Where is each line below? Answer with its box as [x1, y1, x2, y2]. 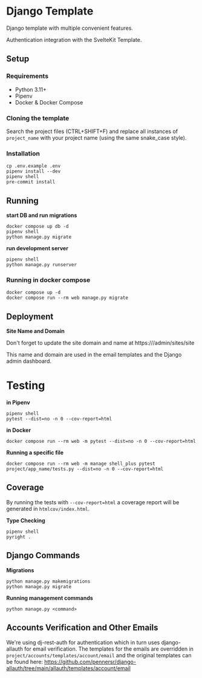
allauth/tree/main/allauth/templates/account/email [6, 664, 131, 672]
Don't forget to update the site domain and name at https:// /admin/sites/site [6, 339, 195, 347]
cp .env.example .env [6, 163, 61, 169]
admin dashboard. [6, 357, 52, 365]
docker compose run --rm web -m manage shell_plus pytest [6, 461, 155, 467]
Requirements [6, 72, 49, 80]
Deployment [6, 311, 54, 321]
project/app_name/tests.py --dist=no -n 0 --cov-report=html [6, 466, 164, 472]
